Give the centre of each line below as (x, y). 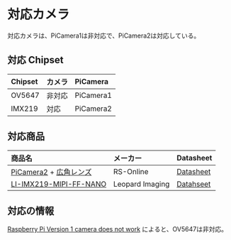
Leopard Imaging (141, 184)
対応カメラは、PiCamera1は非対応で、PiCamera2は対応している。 (104, 36)
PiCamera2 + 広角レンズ (51, 172)
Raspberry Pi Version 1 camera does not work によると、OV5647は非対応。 (118, 229)
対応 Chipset (35, 60)
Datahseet (194, 184)
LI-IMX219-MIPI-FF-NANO (59, 184)
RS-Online (131, 171)
